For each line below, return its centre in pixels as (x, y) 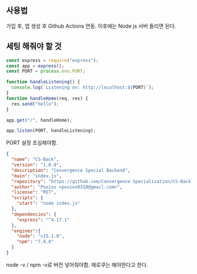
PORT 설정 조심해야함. (32, 143)
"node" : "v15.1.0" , (41, 236)
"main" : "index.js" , (37, 176)
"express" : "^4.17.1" (43, 220)
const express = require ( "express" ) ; (52, 60)
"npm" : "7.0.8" (35, 242)
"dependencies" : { (34, 214)
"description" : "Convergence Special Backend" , (71, 170)
